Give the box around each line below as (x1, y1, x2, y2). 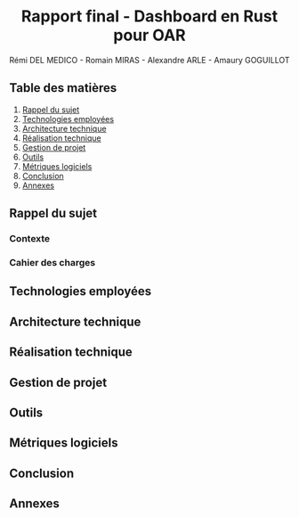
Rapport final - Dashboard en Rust (20, 6, 279, 27)
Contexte (9, 233, 51, 245)
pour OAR (113, 25, 186, 45)
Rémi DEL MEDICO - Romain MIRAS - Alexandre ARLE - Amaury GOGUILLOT (9, 54, 290, 65)
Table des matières (9, 80, 117, 95)
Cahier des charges (9, 256, 96, 268)
